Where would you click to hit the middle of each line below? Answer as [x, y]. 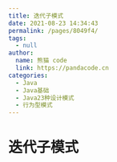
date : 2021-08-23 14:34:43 [53, 23]
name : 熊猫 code [41, 61]
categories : [28, 75]
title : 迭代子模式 [36, 16]
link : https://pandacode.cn [63, 68]
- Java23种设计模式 [45, 98]
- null [26, 46]
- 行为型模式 [34, 105]
